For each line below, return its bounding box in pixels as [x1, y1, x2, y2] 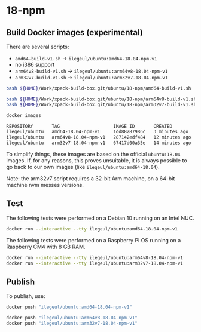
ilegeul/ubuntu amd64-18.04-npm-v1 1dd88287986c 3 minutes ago [6, 129, 188, 135]
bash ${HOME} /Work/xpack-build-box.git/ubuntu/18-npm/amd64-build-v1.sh [6, 85, 191, 91]
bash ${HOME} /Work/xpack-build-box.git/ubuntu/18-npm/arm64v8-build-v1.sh [6, 96, 197, 102]
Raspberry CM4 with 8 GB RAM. [6, 243, 86, 250]
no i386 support [14, 61, 55, 68]
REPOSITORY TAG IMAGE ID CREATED [6, 123, 172, 129]
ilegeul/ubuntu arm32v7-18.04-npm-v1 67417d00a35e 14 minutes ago [6, 140, 191, 146]
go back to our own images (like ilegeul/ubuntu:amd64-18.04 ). [6, 164, 160, 170]
